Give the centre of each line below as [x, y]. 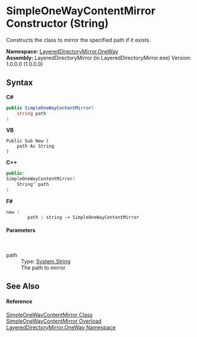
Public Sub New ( [28, 141]
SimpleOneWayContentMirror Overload [54, 321]
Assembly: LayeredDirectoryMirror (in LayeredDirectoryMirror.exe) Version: [99, 58]
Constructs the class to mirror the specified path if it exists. [79, 40]
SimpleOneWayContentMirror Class [50, 314]
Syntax [20, 83]
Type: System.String [46, 262]
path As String [36, 147]
